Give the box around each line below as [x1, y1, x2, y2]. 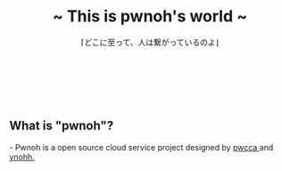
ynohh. [9, 151, 36, 162]
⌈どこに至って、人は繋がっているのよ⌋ [80, 37, 220, 47]
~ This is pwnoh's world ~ [52, 6, 248, 27]
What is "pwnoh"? [9, 118, 114, 134]
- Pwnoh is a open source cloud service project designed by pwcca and [9, 142, 274, 152]
